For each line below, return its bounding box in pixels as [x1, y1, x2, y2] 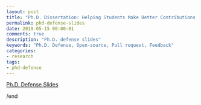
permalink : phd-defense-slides [6, 20, 85, 26]
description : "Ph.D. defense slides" [6, 37, 101, 43]
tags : [6, 59, 20, 65]
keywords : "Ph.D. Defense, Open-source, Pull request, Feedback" [6, 43, 174, 49]
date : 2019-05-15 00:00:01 [6, 25, 74, 32]
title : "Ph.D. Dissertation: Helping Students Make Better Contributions [6, 14, 196, 20]
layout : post [6, 8, 39, 15]
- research [6, 53, 34, 59]
